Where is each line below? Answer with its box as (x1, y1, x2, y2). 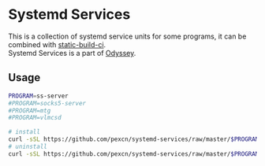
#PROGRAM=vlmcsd (8, 114, 62, 122)
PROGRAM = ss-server (8, 92, 69, 100)
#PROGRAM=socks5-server (8, 99, 87, 107)
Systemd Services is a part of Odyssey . (8, 48, 136, 57)
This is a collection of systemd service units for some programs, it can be (8, 31, 247, 41)
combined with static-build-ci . (8, 39, 106, 49)
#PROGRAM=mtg (8, 106, 51, 115)
